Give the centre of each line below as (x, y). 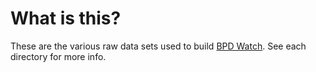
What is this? (66, 18)
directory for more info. (58, 56)
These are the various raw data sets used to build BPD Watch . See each (158, 46)
